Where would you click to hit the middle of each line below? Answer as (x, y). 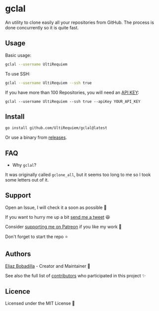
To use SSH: (18, 74)
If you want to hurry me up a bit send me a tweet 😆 (58, 217)
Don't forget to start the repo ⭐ (37, 237)
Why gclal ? (24, 165)
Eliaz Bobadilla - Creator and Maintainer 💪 (48, 266)
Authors (18, 254)
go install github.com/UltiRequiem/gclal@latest (56, 128)
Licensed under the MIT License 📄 (40, 304)
